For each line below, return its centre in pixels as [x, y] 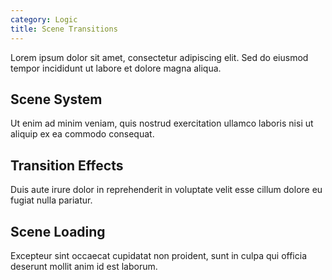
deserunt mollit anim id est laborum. [84, 266]
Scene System [56, 99]
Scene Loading [58, 231]
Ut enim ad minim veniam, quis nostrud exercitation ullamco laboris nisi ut [162, 123]
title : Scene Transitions [64, 29]
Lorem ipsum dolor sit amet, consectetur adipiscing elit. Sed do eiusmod [159, 57]
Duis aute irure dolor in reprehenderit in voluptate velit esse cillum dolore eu [166, 190]
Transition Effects [67, 165]
